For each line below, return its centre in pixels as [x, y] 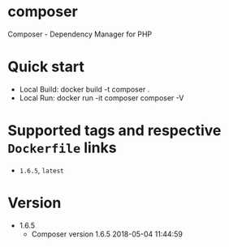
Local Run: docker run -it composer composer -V [102, 98]
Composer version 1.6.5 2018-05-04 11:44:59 [107, 234]
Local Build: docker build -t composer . [84, 89]
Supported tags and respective [114, 131]
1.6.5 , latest [41, 170]
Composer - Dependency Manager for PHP [80, 34]
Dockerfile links [62, 148]
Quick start [46, 67]
